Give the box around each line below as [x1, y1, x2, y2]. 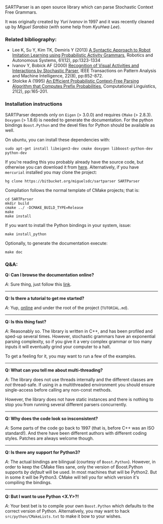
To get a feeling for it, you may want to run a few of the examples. [5, 353, 137, 359]
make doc [5, 249, 23, 255]
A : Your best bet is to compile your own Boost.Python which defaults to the [5, 503, 154, 508]
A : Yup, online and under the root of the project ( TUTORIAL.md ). [5, 304, 129, 311]
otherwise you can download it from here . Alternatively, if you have [5, 164, 139, 170]
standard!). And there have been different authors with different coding [5, 430, 147, 436]
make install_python [5, 231, 47, 237]
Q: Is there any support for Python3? [5, 449, 81, 455]
